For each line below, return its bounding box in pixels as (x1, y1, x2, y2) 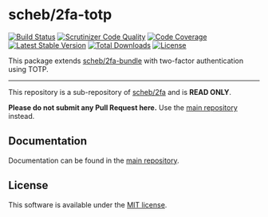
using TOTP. (8, 64, 49, 73)
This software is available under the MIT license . (8, 199, 167, 209)
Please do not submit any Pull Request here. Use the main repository (8, 102, 238, 112)
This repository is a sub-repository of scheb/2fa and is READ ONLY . (8, 87, 232, 97)
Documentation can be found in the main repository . (8, 156, 179, 165)
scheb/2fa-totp (8, 6, 112, 24)
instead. (8, 111, 35, 120)
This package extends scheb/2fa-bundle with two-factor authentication (8, 56, 244, 65)
